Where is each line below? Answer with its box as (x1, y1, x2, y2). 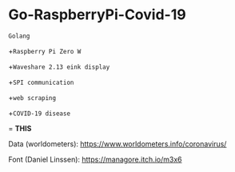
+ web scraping (8, 92, 57, 102)
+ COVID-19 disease (8, 108, 70, 118)
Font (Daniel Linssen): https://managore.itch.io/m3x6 (8, 154, 182, 164)
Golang (8, 32, 30, 40)
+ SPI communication (8, 77, 74, 86)
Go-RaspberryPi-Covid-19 (8, 6, 186, 24)
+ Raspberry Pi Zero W (8, 46, 82, 55)
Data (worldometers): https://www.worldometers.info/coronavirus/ (8, 138, 227, 149)
